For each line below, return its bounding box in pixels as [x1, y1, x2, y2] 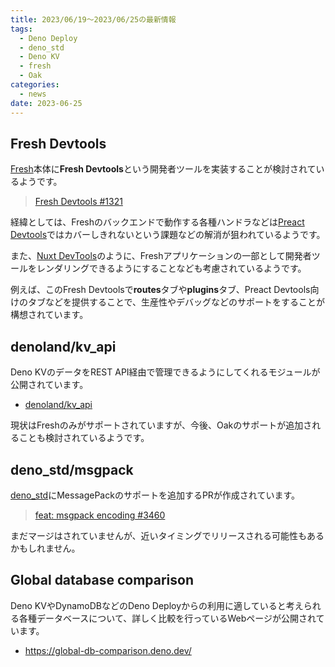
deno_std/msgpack [10, 461, 134, 478]
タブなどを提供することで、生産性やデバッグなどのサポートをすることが [27, 296, 326, 308]
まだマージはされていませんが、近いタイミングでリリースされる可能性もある [10, 529, 325, 541]
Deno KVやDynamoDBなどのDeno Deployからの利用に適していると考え [10, 599, 304, 611]
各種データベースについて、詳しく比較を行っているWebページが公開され [18, 612, 317, 624]
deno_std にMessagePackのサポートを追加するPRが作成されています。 [10, 489, 301, 501]
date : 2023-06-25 [10, 98, 83, 108]
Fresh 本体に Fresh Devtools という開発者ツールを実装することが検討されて [10, 163, 317, 175]
